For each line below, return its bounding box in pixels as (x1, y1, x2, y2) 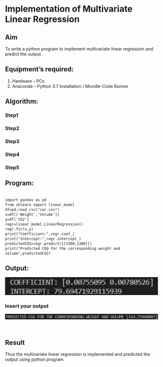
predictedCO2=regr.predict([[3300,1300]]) (5, 241, 92, 246)
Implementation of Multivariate (5, 3, 132, 15)
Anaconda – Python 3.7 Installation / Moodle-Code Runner (12, 83, 129, 89)
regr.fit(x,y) (5, 227, 34, 231)
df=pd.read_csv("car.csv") (5, 207, 60, 212)
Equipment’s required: (5, 65, 74, 73)
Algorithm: (5, 97, 38, 105)
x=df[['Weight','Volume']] (5, 212, 60, 217)
